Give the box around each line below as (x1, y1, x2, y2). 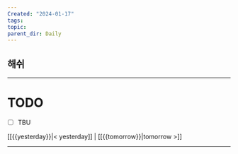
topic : (7, 23, 27, 30)
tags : (7, 17, 23, 24)
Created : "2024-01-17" (7, 10, 74, 18)
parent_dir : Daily (7, 30, 62, 37)
